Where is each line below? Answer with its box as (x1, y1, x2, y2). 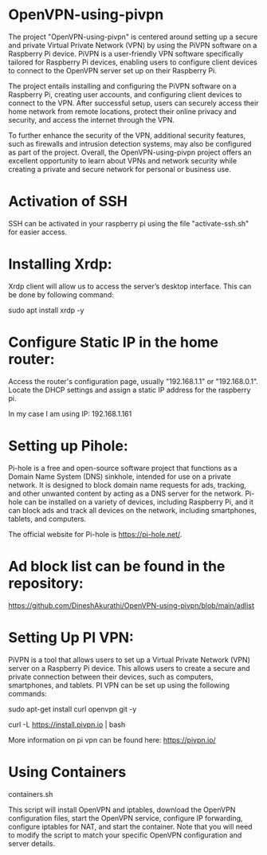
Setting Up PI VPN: (8, 628, 134, 646)
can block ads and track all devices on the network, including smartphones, (8, 505, 257, 515)
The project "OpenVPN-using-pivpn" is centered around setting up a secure (8, 32, 258, 41)
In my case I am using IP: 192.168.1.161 (8, 409, 132, 418)
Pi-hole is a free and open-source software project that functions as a (8, 463, 238, 473)
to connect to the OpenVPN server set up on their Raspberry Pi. (8, 65, 217, 75)
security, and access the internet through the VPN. (8, 115, 175, 124)
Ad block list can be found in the (8, 557, 226, 575)
